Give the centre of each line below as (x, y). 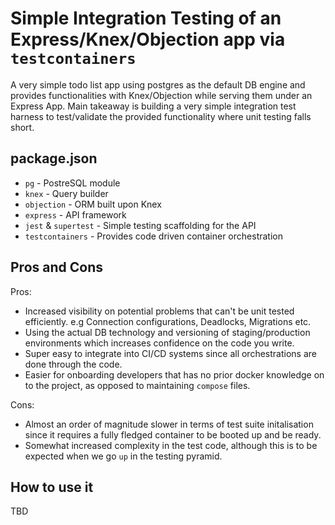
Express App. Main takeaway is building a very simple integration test (153, 106)
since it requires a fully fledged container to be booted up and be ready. (173, 434)
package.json (54, 158)
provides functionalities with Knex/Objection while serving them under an (161, 95)
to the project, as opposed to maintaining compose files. (137, 385)
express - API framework (75, 214)
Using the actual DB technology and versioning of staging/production (167, 332)
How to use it (52, 487)
